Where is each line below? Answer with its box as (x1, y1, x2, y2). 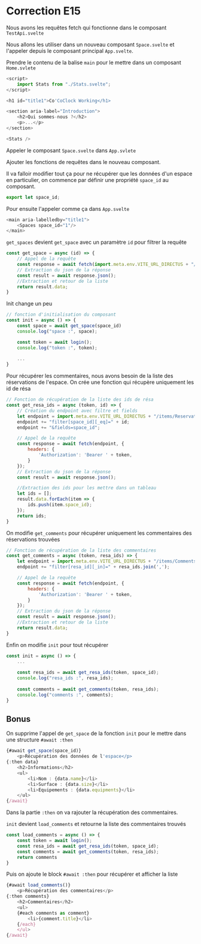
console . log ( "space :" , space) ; (17, 328, 98, 334)
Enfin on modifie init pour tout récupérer (6, 641, 109, 648)
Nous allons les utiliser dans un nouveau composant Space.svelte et (6, 41, 175, 48)
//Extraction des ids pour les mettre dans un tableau (17, 485, 157, 491)
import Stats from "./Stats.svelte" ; (17, 81, 111, 87)
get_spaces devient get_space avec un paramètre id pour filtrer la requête (6, 238, 187, 246)
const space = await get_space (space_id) (17, 323, 121, 329)
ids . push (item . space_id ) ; (28, 502, 93, 508)
